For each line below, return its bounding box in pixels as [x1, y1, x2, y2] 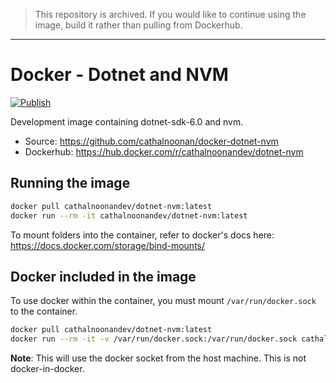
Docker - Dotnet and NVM [10, 64, 229, 86]
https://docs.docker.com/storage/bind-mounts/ [10, 239, 206, 251]
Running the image [10, 175, 131, 192]
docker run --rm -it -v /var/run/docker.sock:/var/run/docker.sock [10, 334, 298, 344]
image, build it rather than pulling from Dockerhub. [34, 19, 243, 31]
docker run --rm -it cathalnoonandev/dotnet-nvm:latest [10, 210, 248, 221]
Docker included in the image [10, 268, 197, 285]
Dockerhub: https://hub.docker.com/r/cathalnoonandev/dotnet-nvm [24, 145, 304, 158]
